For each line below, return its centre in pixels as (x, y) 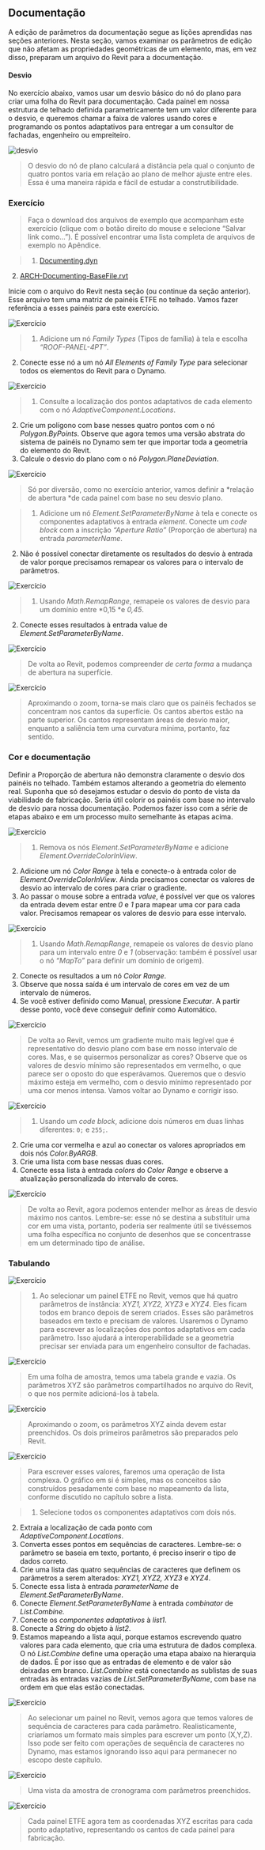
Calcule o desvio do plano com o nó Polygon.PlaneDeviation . (119, 459)
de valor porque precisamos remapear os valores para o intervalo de (131, 562)
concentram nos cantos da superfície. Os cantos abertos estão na (135, 712)
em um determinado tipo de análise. (86, 1243)
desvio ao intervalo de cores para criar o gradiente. (103, 887)
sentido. (41, 737)
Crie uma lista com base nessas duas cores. (91, 1161)
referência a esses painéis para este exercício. (84, 308)
